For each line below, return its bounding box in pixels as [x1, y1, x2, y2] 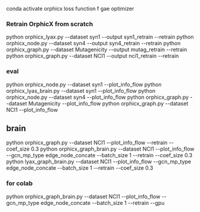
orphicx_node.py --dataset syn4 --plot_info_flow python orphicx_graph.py [6, 93, 189, 101]
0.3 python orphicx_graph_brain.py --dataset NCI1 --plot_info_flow [30, 145, 195, 152]
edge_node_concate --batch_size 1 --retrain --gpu [41, 199, 165, 206]
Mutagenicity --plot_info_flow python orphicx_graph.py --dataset [28, 99, 189, 107]
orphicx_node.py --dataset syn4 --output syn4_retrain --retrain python [6, 40, 181, 47]
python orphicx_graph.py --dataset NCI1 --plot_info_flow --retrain [6, 139, 168, 146]
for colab [6, 179, 33, 188]
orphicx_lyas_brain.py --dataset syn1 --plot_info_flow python [6, 87, 156, 94]
